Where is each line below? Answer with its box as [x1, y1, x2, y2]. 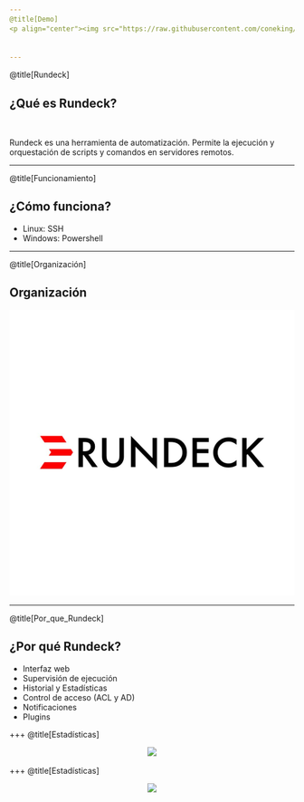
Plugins [22, 711, 52, 722]
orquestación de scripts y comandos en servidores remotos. [9, 147, 234, 158]
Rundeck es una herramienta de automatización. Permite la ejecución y [9, 137, 275, 149]
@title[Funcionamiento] [9, 173, 97, 184]
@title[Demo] [9, 14, 59, 24]
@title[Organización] [9, 258, 87, 269]
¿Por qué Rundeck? [9, 639, 122, 654]
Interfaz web [22, 662, 71, 674]
